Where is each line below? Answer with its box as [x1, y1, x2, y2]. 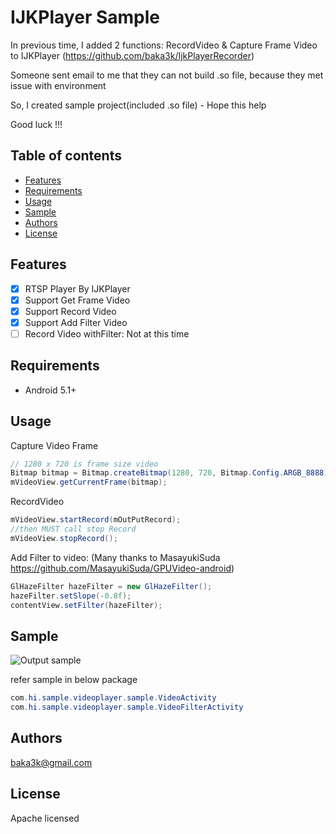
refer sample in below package [10, 674, 138, 686]
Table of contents [10, 147, 122, 165]
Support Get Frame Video [24, 294, 131, 306]
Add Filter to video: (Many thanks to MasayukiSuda [10, 551, 221, 563]
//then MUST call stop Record [10, 524, 137, 534]
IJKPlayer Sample [10, 6, 160, 29]
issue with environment [10, 79, 107, 91]
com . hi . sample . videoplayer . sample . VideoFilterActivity [10, 702, 244, 713]
